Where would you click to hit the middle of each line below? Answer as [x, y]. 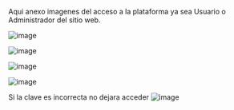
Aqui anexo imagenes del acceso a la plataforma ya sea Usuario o [117, 12]
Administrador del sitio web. [54, 20]
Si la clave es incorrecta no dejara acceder [79, 97]
